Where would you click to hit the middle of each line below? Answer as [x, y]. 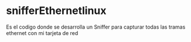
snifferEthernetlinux [56, 11]
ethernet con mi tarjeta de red [42, 33]
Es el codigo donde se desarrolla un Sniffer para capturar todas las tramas [96, 27]
